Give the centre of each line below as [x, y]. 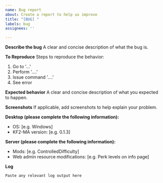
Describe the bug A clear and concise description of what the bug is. [77, 47]
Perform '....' [25, 72]
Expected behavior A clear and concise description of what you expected [82, 92]
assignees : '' [20, 29]
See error [22, 83]
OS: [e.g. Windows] [33, 127]
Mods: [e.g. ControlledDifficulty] [46, 151]
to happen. [16, 98]
